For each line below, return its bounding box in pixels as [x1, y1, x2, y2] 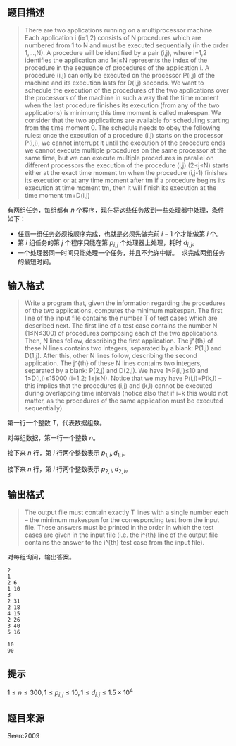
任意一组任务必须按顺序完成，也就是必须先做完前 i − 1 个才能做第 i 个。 [17, 229, 223, 238]
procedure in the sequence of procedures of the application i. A [24, 63, 210, 72]
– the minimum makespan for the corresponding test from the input [24, 515, 220, 524]
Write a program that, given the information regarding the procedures [24, 299, 226, 307]
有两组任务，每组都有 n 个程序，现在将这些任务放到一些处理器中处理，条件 [7, 206, 225, 214]
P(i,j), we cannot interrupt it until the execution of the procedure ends [24, 138, 225, 147]
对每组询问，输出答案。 [7, 552, 75, 561]
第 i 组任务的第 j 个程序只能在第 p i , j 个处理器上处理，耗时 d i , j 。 [17, 238, 199, 249]
